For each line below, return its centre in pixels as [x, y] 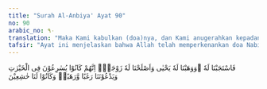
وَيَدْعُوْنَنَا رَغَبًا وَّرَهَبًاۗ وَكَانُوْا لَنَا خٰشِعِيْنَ [63, 76]
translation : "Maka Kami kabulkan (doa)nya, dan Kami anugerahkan [120, 38]
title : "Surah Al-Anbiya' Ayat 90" [67, 15]
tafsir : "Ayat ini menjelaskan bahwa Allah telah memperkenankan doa [126, 45]
